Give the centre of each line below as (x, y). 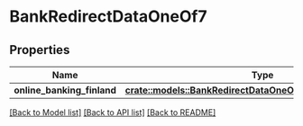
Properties (40, 50)
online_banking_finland (65, 90)
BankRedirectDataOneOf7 (108, 17)
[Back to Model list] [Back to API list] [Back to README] (113, 112)
